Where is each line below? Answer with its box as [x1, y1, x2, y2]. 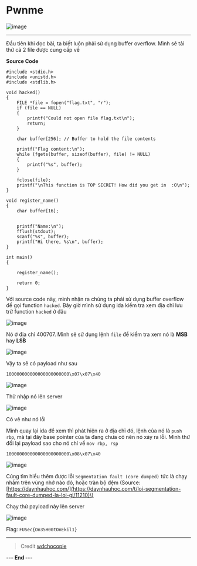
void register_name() [6, 198, 59, 204]
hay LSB [6, 337, 26, 344]
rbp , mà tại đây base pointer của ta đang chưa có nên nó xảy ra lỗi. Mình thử [6, 433, 191, 440]
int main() [6, 254, 33, 260]
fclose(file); [16, 177, 51, 183]
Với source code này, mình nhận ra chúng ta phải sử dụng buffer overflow [6, 295, 184, 302]
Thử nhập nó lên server [6, 392, 63, 400]
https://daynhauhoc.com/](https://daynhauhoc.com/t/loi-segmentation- [8, 485, 181, 492]
